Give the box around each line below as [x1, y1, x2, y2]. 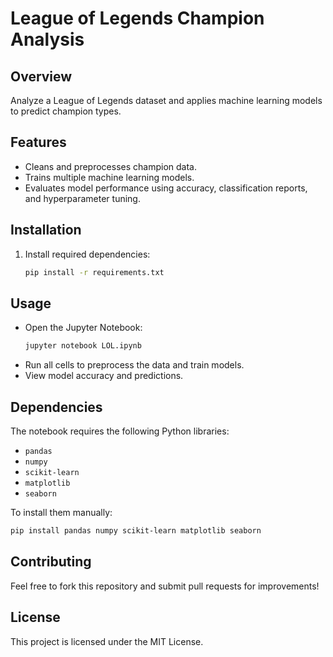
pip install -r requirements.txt [24, 267, 165, 277]
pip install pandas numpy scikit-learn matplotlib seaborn [10, 526, 262, 536]
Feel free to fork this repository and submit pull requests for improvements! [10, 580, 320, 592]
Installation [10, 222, 82, 239]
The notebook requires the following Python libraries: [10, 425, 230, 437]
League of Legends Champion [10, 7, 265, 30]
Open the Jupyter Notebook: [24, 322, 143, 334]
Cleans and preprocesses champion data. [24, 160, 197, 172]
